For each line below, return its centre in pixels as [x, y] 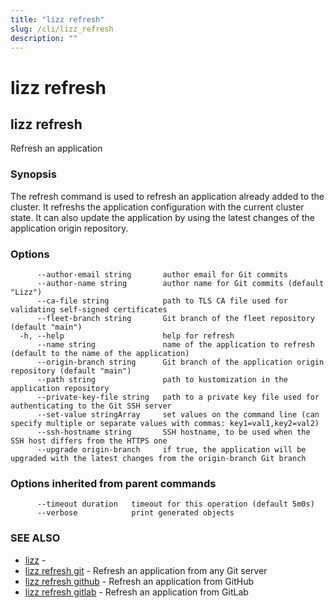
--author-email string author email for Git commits [162, 274]
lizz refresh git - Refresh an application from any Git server [146, 570]
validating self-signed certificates [89, 309]
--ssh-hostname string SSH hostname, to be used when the [173, 432]
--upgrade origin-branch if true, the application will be [171, 449]
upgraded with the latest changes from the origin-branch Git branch [158, 458]
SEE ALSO [35, 538]
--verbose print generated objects [135, 513]
